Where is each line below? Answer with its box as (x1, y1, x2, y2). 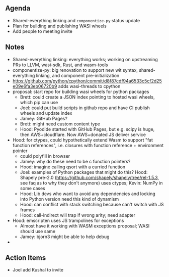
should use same (20, 228, 56, 234)
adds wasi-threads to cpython (58, 83, 121, 89)
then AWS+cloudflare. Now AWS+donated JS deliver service (20, 131, 146, 137)
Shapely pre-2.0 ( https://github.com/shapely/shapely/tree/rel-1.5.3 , (20, 174, 159, 180)
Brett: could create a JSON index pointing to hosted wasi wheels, (20, 94, 155, 100)
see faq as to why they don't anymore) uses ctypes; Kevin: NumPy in (20, 179, 163, 186)
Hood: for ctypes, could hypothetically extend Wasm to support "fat (12, 136, 153, 143)
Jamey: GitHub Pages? (20, 115, 68, 121)
